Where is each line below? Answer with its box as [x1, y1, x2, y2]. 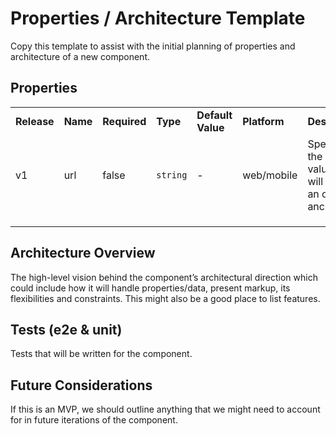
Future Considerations [10, 377, 153, 394]
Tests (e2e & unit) [10, 321, 123, 338]
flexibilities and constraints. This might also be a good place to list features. [10, 292, 321, 304]
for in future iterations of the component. [10, 414, 178, 426]
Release [15, 114, 55, 128]
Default [196, 108, 233, 122]
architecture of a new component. [10, 50, 150, 62]
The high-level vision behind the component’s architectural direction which [10, 271, 318, 283]
